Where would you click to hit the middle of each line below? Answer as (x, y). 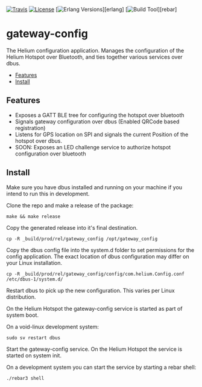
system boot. (23, 315)
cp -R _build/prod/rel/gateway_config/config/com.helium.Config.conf (96, 274)
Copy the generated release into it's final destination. (72, 227)
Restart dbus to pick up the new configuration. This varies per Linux (90, 290)
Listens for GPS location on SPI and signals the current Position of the (102, 134)
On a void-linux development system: (53, 327)
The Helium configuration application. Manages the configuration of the (95, 50)
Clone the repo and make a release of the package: (70, 205)
